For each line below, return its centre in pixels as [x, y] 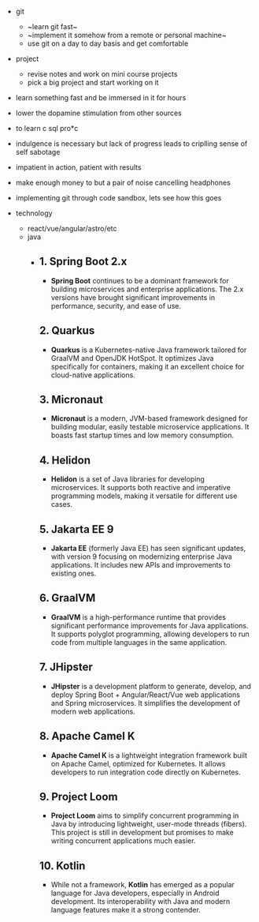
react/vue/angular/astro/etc [72, 229]
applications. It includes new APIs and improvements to [141, 565]
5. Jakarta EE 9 [76, 529]
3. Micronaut [71, 400]
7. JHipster [66, 667]
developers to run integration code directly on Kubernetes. [146, 772]
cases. [62, 504]
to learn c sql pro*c [47, 128]
